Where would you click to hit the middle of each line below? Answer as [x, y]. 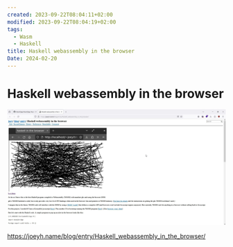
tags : [15, 29]
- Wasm [23, 37]
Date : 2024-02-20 [32, 59]
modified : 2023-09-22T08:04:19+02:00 [62, 22]
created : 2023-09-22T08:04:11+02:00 [60, 15]
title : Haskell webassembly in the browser [71, 51]
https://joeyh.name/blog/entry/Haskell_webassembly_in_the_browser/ [106, 237]
